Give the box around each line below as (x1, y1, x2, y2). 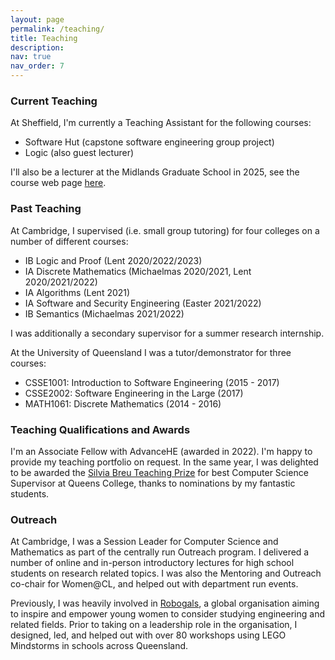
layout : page (10, 14, 65, 25)
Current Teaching (10, 94, 98, 108)
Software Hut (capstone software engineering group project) (24, 136, 275, 148)
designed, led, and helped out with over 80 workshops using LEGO (10, 629, 287, 641)
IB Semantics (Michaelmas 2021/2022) (24, 307, 185, 320)
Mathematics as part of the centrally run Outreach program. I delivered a (10, 546, 310, 558)
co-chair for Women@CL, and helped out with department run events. (10, 578, 299, 590)
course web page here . (10, 177, 107, 189)
